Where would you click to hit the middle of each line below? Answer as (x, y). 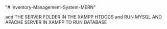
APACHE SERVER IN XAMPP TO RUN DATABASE (56, 22)
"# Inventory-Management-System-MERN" (51, 7)
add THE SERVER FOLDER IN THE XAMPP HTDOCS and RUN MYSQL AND (83, 17)
